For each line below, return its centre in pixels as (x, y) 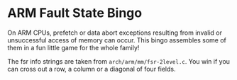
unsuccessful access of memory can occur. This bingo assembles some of (117, 40)
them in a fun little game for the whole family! (73, 47)
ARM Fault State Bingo (75, 13)
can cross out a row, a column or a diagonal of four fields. (92, 69)
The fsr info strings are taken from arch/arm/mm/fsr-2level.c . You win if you (119, 61)
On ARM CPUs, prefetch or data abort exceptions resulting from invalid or (115, 33)
